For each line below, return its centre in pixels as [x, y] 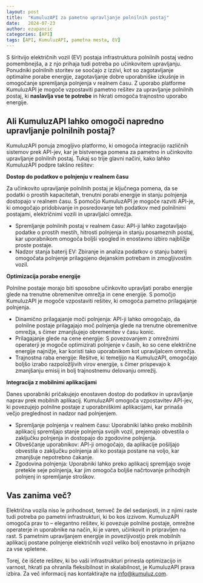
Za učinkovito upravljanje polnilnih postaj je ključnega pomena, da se [92, 188]
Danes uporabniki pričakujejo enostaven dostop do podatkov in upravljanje [100, 394]
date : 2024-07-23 [31, 23]
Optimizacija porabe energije [43, 276]
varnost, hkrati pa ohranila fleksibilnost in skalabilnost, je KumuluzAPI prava [101, 567]
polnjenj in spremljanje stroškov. [55, 476]
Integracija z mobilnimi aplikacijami [52, 382]
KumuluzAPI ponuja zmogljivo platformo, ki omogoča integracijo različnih [98, 145]
